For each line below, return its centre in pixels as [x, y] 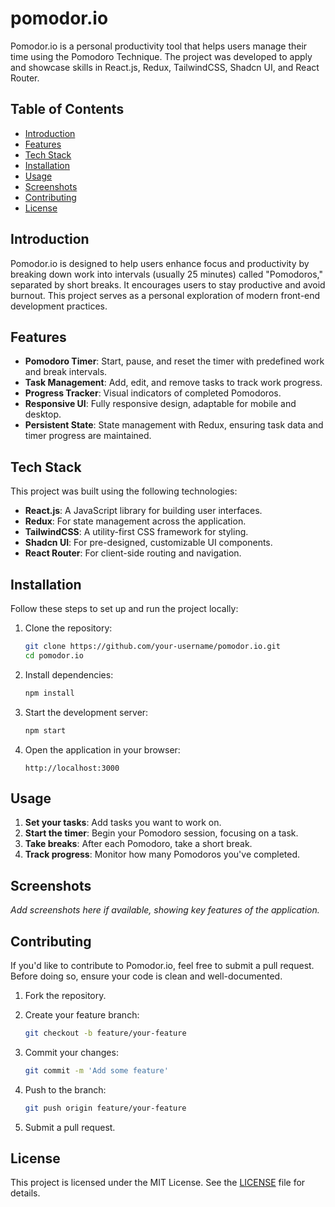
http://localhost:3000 [72, 768]
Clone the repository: [68, 628]
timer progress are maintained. [88, 436]
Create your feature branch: [82, 1014]
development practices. [59, 306]
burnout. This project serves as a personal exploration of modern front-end [165, 295]
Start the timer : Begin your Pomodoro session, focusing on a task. [161, 833]
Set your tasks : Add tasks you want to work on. [123, 823]
